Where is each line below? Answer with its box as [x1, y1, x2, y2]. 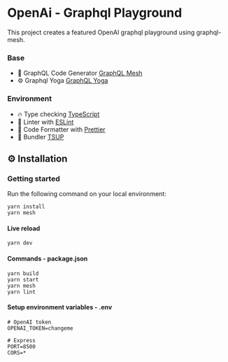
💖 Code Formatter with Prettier [17, 125, 106, 134]
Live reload [7, 224, 41, 232]
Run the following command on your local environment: [7, 190, 166, 198]
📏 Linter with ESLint [17, 118, 74, 126]
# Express [7, 337, 36, 344]
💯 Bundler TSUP [17, 132, 64, 141]
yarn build [7, 270, 39, 277]
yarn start [7, 276, 39, 283]
